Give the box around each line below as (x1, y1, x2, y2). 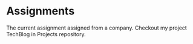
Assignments (6, 4, 75, 18)
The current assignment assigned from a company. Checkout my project (6, 24, 188, 31)
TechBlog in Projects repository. (6, 30, 86, 37)
